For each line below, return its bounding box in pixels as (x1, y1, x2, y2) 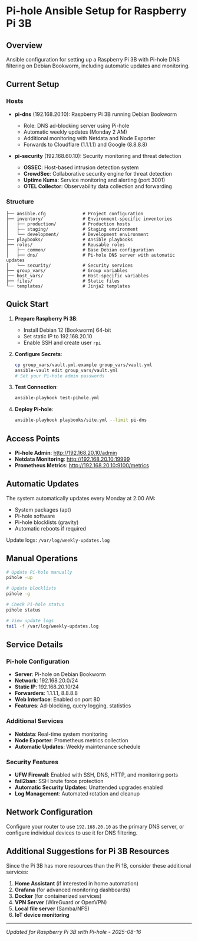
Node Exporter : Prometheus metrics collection (14, 736, 128, 743)
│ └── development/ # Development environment (6, 231, 149, 237)
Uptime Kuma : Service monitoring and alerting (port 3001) (23, 176, 166, 183)
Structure (6, 197, 34, 205)
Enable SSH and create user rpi (23, 339, 101, 346)
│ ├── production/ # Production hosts (6, 221, 131, 227)
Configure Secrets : (14, 350, 62, 357)
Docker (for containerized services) (14, 892, 102, 900)
